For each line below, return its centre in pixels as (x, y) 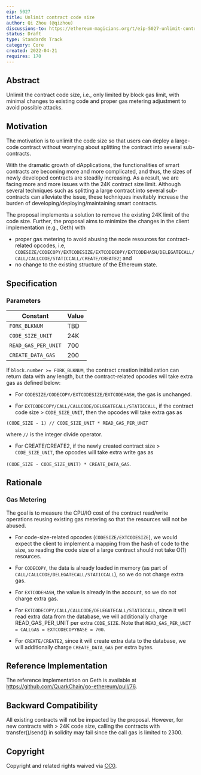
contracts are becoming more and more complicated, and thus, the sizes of (99, 172)
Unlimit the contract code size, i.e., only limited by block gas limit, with (93, 95)
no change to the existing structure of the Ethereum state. (86, 265)
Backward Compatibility (52, 705)
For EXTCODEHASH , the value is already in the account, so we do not (95, 592)
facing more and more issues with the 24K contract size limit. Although (94, 184)
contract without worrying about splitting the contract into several (101, 147)
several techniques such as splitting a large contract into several (86, 191)
